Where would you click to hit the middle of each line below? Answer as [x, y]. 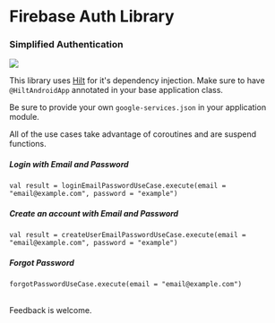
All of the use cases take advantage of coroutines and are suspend [133, 134]
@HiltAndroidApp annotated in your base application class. [116, 90]
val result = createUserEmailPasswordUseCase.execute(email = [128, 235]
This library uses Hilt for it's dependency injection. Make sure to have [137, 81]
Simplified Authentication [66, 45]
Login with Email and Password [69, 165]
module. [25, 117]
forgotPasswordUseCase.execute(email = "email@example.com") [126, 285]
